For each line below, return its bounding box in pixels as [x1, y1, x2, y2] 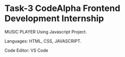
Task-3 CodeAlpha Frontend [4, 3, 121, 14]
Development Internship [4, 13, 104, 24]
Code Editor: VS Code [4, 47, 48, 53]
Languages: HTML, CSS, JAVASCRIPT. [4, 38, 82, 44]
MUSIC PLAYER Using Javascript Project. [4, 29, 87, 34]
